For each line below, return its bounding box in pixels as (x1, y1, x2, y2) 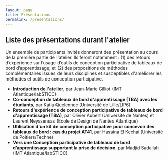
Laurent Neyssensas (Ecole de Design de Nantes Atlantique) (12, 118, 138, 124)
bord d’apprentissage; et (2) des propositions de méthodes (5, 65, 128, 71)
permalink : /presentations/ (5, 17, 65, 22)
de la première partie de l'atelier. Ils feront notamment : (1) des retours (5, 54, 150, 61)
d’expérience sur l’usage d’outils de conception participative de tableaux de (5, 60, 162, 66)
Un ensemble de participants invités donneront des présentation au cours (5, 49, 158, 55)
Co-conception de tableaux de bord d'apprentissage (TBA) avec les (12, 97, 158, 103)
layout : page (5, 7, 33, 13)
